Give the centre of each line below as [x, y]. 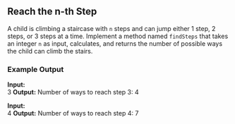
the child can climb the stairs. [50, 51]
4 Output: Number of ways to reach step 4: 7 [73, 113]
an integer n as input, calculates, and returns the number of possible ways [115, 43]
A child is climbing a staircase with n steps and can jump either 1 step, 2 [112, 28]
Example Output [36, 69]
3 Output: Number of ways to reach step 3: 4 [73, 92]
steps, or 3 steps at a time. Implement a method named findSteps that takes [118, 36]
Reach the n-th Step [52, 12]
